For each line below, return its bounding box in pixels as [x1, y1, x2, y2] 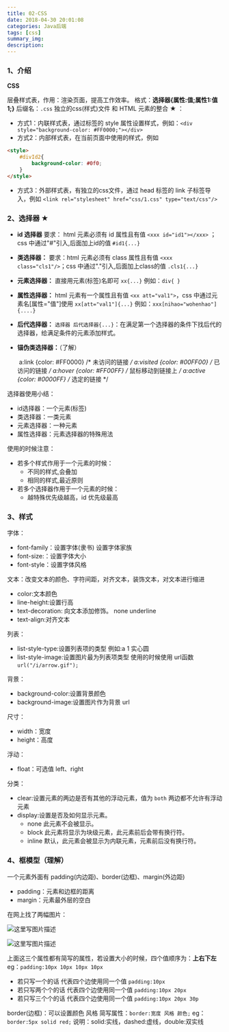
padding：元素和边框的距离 [16, 887, 94, 895]
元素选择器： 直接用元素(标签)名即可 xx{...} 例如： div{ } [16, 276, 180, 284]
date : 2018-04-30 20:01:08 [7, 16, 84, 23]
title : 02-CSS [7, 10, 48, 17]
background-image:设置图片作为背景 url [16, 698, 130, 707]
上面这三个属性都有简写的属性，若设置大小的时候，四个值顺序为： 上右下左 [7, 954, 217, 962]
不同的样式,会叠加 [27, 467, 77, 476]
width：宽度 [16, 727, 51, 735]
